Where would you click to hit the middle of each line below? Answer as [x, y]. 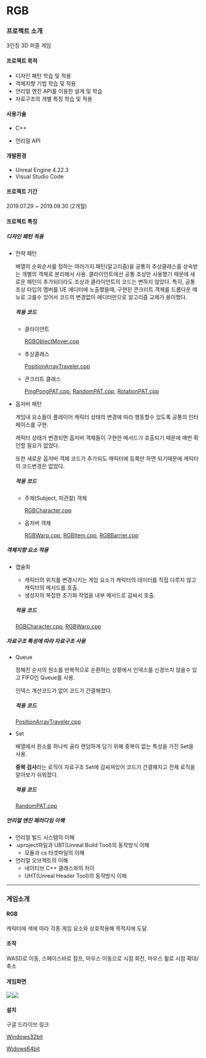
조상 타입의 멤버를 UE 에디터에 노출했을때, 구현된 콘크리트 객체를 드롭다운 [103, 289]
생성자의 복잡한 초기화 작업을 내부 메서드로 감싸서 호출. [90, 595]
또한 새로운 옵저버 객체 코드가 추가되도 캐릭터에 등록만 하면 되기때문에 [99, 458]
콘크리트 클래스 [43, 379]
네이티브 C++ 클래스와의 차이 [59, 868]
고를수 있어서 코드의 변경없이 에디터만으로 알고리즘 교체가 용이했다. [107, 297]
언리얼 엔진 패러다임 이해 [36, 821]
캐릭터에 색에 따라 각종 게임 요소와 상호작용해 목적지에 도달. [78, 928]
